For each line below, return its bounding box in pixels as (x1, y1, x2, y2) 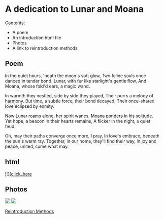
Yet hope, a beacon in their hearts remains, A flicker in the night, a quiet (5, 118, 151, 124)
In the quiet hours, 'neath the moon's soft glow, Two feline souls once (5, 73, 146, 79)
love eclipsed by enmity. (5, 103, 55, 109)
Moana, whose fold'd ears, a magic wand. (5, 83, 90, 89)
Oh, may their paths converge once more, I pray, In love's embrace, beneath (5, 132, 160, 139)
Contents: (5, 20, 25, 26)
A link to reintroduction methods (12, 45, 78, 51)
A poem (12, 29, 29, 35)
